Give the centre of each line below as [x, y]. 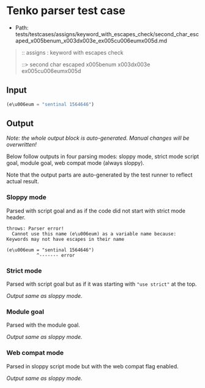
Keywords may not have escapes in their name [65, 239]
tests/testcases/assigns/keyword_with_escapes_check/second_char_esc [107, 34]
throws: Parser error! [35, 228]
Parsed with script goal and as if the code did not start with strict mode [96, 211]
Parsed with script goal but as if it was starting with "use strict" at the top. [102, 284]
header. [16, 217]
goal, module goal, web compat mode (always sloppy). [76, 163]
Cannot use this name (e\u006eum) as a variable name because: [94, 234]
